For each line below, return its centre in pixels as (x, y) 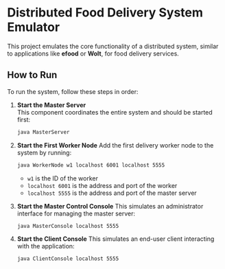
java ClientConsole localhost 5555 (68, 259)
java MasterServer (43, 132)
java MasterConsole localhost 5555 (68, 226)
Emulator (34, 27)
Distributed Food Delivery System (105, 13)
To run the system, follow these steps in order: (73, 91)
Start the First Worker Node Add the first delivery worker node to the (115, 145)
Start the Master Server (51, 105)
